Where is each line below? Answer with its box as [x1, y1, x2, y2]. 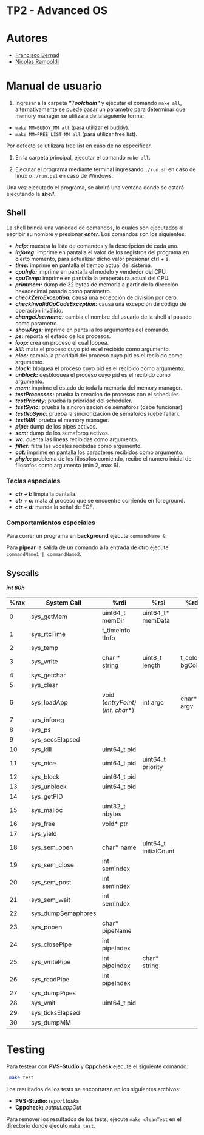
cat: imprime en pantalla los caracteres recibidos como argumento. [15, 449, 184, 456]
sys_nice [31, 759, 56, 768]
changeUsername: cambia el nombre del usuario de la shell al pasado [15, 313, 192, 320]
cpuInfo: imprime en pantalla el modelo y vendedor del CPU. [15, 268, 168, 275]
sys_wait [31, 999, 56, 1008]
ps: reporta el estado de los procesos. [15, 332, 111, 340]
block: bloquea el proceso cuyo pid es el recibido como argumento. [15, 365, 185, 372]
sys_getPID [31, 793, 63, 801]
